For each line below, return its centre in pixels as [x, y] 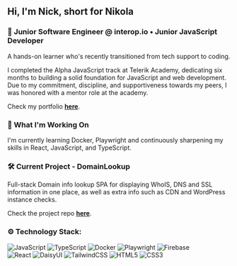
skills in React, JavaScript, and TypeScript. [70, 148]
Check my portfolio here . [44, 106]
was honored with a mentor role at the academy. [78, 92]
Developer [25, 40]
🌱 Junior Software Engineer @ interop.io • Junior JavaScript [112, 32]
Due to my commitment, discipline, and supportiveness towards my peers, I [117, 85]
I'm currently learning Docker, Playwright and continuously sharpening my [115, 140]
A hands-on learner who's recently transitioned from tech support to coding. [119, 56]
